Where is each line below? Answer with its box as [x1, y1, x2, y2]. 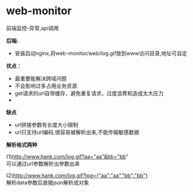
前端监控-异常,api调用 [6, 24, 59, 31]
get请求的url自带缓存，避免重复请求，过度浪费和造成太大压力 [14, 89, 164, 97]
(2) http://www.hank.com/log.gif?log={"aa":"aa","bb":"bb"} [6, 172, 148, 179]
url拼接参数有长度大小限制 [14, 121, 78, 128]
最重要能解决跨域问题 [14, 75, 67, 82]
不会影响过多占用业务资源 [14, 82, 77, 89]
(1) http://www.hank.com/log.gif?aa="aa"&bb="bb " [6, 153, 129, 160]
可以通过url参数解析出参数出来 [6, 160, 80, 167]
